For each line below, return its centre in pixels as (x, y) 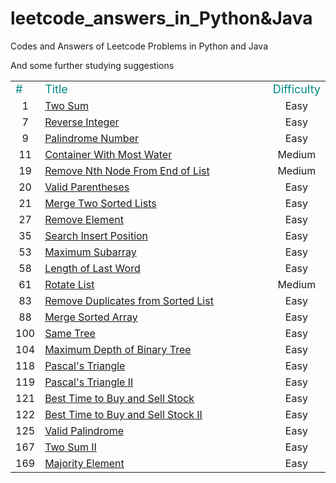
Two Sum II (70, 447)
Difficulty (296, 89)
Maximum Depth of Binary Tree (118, 349)
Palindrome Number (91, 138)
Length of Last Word (92, 268)
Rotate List (69, 284)
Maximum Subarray (90, 252)
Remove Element (84, 219)
